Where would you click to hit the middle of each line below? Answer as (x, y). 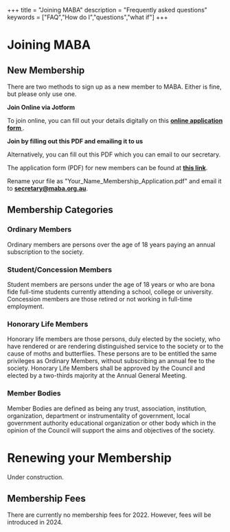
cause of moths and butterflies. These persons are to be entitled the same (112, 354)
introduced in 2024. (35, 522)
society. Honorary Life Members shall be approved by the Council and (106, 368)
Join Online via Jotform (41, 107)
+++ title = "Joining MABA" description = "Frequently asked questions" (107, 10)
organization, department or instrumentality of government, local (99, 415)
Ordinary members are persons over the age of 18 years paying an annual (111, 244)
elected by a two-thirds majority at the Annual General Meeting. (97, 375)
